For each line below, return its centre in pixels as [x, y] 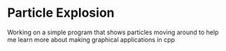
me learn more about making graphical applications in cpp [91, 39]
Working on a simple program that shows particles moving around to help [113, 32]
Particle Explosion [61, 13]
